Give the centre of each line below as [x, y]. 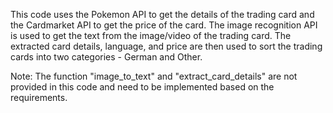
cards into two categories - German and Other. [106, 57]
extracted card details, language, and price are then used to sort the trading [166, 46]
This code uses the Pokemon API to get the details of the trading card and [162, 14]
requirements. [39, 97]
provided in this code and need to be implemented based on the [142, 87]
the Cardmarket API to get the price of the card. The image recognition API [164, 25]
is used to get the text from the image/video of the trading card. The [151, 35]
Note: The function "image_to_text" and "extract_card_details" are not [154, 76]
